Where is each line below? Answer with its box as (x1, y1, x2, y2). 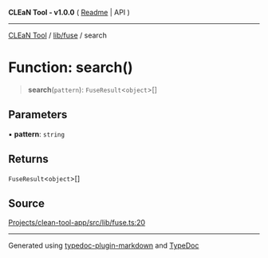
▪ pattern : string (8, 129, 65, 139)
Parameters (8, 108, 68, 121)
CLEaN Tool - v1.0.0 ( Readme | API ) (8, 8, 130, 17)
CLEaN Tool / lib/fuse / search (8, 30, 108, 40)
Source (8, 196, 45, 210)
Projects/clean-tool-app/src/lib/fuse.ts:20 (8, 218, 146, 228)
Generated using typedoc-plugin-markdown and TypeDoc (8, 240, 199, 251)
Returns (8, 153, 49, 166)
